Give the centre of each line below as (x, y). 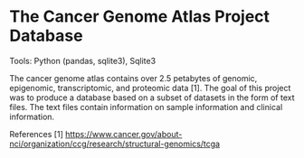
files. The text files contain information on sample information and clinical (146, 107)
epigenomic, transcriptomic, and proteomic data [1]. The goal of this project (150, 88)
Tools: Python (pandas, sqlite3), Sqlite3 (83, 60)
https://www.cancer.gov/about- (123, 134)
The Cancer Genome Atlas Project (139, 17)
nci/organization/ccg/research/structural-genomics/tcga (114, 144)
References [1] (36, 134)
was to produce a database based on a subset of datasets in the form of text (152, 98)
